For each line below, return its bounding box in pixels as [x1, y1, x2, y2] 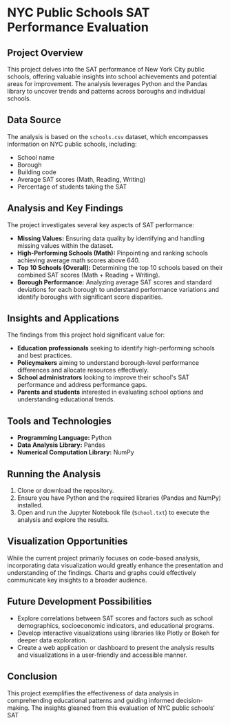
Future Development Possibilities [7, 596, 152, 607]
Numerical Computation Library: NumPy [17, 448, 134, 456]
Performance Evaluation [7, 19, 149, 35]
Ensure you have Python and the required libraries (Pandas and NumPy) [17, 494, 222, 502]
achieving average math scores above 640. [17, 256, 140, 264]
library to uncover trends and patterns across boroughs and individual [7, 87, 206, 95]
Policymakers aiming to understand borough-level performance [17, 359, 200, 367]
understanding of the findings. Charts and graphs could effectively [7, 568, 196, 576]
